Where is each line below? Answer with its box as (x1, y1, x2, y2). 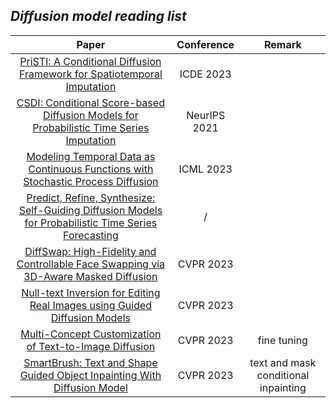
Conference (176, 37, 235, 51)
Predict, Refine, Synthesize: (26, 190, 156, 204)
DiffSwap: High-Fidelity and (24, 244, 157, 258)
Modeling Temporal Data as (26, 149, 156, 163)
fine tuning (257, 333, 308, 347)
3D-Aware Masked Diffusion (23, 269, 158, 283)
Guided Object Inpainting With (19, 368, 162, 382)
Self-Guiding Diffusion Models (18, 203, 163, 217)
